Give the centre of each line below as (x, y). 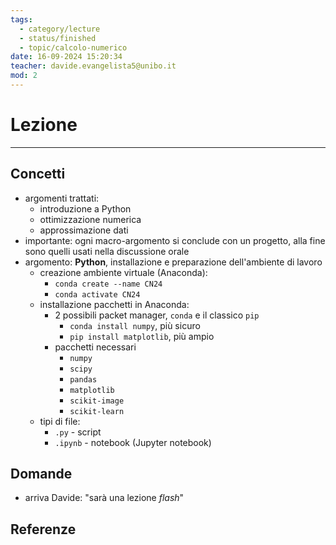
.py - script (78, 432)
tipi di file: (60, 421)
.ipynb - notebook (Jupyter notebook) (133, 442)
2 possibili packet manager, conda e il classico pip (157, 315)
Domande (41, 474)
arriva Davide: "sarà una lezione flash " (104, 498)
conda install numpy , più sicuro (135, 325)
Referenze (43, 529)
